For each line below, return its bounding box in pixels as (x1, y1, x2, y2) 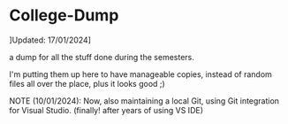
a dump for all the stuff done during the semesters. (9, 51, 194, 62)
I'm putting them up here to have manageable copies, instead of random (9, 68, 272, 80)
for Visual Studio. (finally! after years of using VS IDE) (9, 105, 204, 115)
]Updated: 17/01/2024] (9, 35, 91, 45)
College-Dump (9, 5, 119, 26)
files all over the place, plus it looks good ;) (9, 78, 165, 89)
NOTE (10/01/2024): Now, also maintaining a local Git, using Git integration (9, 95, 280, 106)
